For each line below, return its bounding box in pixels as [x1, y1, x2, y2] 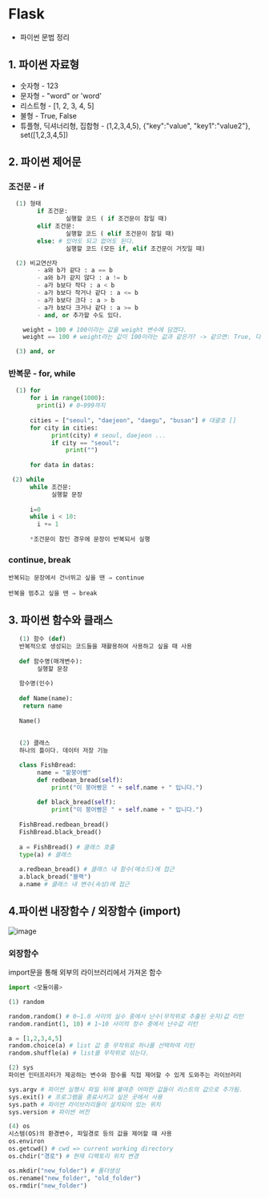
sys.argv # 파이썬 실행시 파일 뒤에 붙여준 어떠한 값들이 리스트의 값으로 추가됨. [8, 1085, 243, 1094]
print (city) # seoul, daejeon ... [50, 431, 167, 439]
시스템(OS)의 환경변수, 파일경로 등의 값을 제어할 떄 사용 [8, 1130, 172, 1138]
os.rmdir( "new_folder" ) [8, 1181, 88, 1190]
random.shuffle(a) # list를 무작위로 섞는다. [8, 1049, 150, 1058]
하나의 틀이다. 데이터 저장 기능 [18, 747, 109, 755]
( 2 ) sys [8, 1063, 34, 1072]
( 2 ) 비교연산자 [15, 259, 58, 267]
